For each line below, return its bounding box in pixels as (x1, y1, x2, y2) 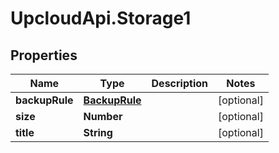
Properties (10, 47, 78, 64)
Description (151, 77, 208, 90)
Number (83, 110, 123, 123)
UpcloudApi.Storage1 (10, 7, 192, 30)
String (83, 126, 113, 139)
